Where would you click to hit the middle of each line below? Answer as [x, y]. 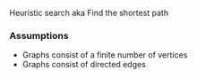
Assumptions [39, 35]
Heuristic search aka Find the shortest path [89, 13]
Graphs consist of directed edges [84, 65]
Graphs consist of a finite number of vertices [105, 55]
